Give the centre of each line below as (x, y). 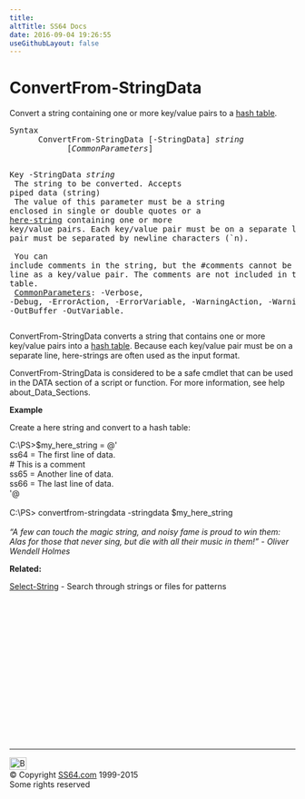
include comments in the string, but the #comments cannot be (151, 266)
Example (26, 410)
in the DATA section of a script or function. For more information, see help (147, 383)
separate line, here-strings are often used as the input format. (125, 356)
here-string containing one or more (91, 220)
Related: (26, 569)
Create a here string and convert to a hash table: (100, 428)
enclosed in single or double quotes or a (105, 211)
